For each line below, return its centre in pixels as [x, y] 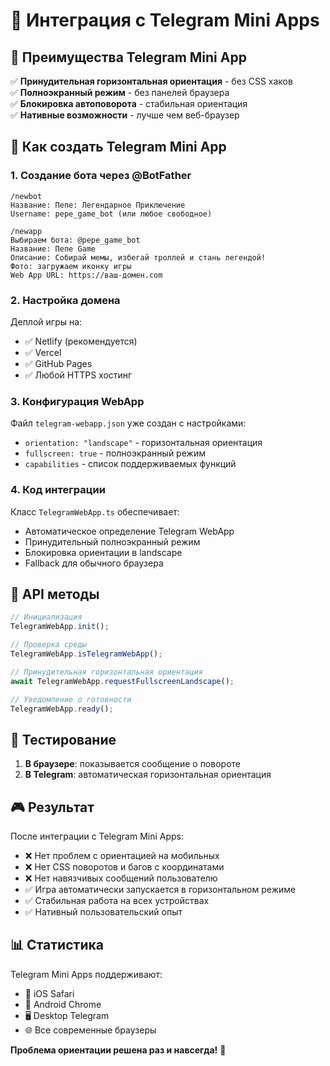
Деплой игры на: [46, 321]
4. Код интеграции [58, 490]
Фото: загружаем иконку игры [71, 266]
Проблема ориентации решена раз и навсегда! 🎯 [118, 1050]
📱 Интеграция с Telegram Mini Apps [165, 20]
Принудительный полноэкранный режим [112, 541]
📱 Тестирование [63, 739]
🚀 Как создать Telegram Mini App [118, 147]
